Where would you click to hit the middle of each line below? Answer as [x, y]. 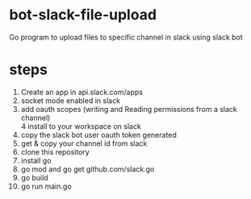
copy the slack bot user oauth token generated [98, 135]
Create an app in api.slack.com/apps [82, 92]
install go [36, 160]
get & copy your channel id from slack [84, 143]
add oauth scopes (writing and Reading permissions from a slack [129, 109]
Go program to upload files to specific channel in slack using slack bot [126, 37]
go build [34, 177]
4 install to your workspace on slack [81, 126]
